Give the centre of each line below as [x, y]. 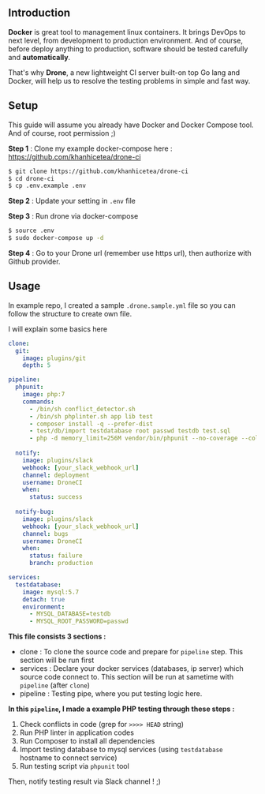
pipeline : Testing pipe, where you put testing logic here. [111, 694]
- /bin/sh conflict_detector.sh [82, 409]
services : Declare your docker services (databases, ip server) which [131, 669]
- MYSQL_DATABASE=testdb [70, 614]
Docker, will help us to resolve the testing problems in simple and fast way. [129, 81]
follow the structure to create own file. [70, 313]
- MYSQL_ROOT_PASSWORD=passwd [78, 622]
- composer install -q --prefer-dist [91, 424]
